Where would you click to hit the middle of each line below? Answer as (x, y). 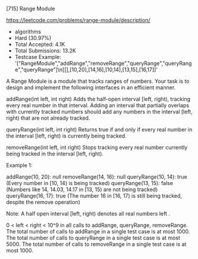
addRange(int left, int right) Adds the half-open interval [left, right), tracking (98, 99)
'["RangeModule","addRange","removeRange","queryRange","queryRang (103, 63)
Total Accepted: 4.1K (40, 44)
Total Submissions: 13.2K (45, 51)
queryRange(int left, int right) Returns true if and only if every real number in (99, 129)
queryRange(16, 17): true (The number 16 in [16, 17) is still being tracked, (94, 196)
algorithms (28, 32)
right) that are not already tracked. (48, 118)
